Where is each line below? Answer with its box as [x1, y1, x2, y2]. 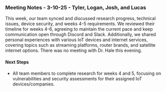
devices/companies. [12, 81, 55, 87]
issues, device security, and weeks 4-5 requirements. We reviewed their [5, 21, 155, 27]
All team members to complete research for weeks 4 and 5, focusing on [12, 70, 161, 76]
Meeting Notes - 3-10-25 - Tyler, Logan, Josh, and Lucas [5, 4, 146, 11]
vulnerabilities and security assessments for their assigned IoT [12, 75, 142, 81]
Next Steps [5, 59, 29, 65]
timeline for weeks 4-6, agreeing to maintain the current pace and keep [5, 26, 153, 32]
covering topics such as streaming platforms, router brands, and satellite [5, 42, 156, 48]
